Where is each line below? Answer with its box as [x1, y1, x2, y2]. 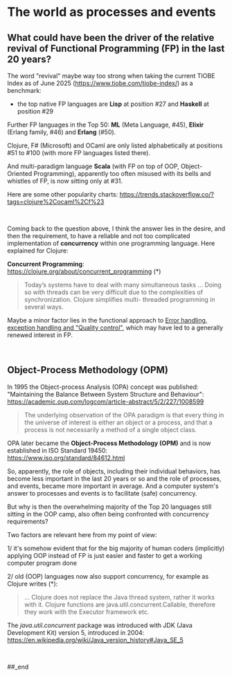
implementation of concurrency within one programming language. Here [7, 240, 215, 247]
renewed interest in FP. [7, 331, 73, 339]
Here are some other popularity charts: [7, 190, 118, 198]
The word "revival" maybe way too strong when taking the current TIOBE [7, 72, 215, 80]
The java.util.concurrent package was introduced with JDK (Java [7, 621, 193, 629]
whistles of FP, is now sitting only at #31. [7, 177, 123, 185]
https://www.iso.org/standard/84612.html [7, 453, 125, 462]
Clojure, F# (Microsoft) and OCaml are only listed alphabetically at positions [7, 141, 223, 150]
